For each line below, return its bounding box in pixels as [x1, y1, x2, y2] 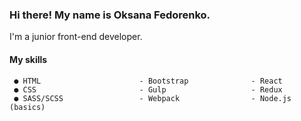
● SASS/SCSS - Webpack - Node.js [13, 93, 292, 103]
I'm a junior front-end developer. [9, 31, 143, 43]
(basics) [9, 102, 46, 112]
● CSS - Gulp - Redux [13, 84, 283, 95]
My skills [9, 53, 48, 65]
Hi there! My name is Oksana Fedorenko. [9, 8, 211, 22]
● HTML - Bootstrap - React [13, 76, 283, 86]
